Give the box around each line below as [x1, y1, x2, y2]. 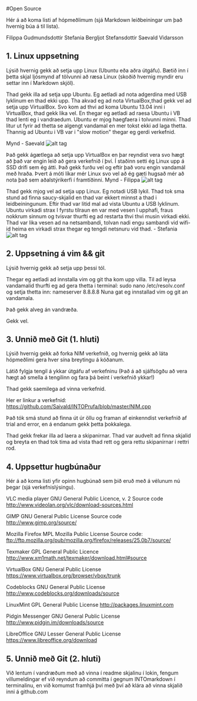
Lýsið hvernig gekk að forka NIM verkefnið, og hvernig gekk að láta [6, 350, 169, 357]
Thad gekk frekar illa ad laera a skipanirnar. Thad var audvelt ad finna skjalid [6, 432, 191, 439]
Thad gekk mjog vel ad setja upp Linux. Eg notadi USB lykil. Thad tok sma [6, 187, 185, 195]
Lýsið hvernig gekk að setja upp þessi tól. [6, 264, 106, 271]
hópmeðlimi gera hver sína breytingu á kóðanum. [6, 356, 125, 363]
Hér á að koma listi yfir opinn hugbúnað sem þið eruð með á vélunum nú [6, 478, 181, 485]
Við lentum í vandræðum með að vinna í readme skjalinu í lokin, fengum [6, 669, 179, 677]
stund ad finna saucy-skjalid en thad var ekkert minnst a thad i [6, 194, 157, 201]
